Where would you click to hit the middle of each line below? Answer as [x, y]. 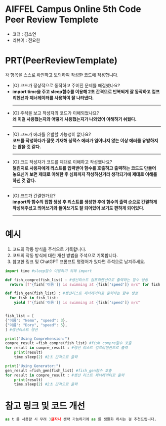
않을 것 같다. [29, 147]
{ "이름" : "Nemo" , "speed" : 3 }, [36, 320]
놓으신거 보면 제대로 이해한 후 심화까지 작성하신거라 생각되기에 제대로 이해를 [84, 174]
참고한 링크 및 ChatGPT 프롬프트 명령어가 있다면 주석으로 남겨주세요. [79, 262]
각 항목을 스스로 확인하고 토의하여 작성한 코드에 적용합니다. [62, 75]
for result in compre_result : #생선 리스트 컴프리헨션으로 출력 [66, 348]
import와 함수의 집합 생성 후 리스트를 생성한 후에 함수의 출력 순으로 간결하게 [84, 202]
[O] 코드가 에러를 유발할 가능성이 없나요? [52, 134]
